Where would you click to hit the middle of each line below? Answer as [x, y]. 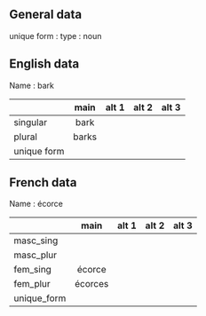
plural [26, 137]
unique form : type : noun [55, 36]
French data [43, 182]
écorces [92, 284]
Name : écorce [36, 204]
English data [44, 64]
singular [30, 122]
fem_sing [32, 270]
